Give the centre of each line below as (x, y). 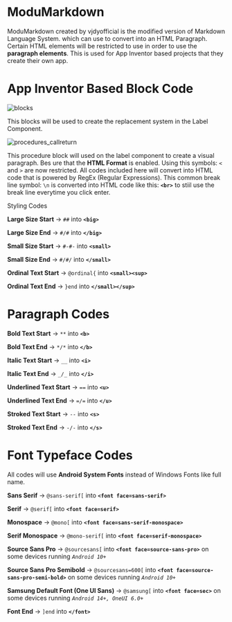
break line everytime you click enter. (59, 192)
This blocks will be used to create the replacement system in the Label (108, 121)
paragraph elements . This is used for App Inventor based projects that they (115, 53)
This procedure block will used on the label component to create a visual (111, 155)
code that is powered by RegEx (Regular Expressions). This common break (114, 177)
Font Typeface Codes (70, 455)
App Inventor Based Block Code (100, 89)
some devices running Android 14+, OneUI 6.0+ (75, 598)
